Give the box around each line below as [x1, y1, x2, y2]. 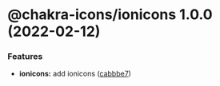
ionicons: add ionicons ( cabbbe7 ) [18, 69, 131, 79]
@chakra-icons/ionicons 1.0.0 [7, 6, 213, 24]
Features [7, 51, 43, 62]
